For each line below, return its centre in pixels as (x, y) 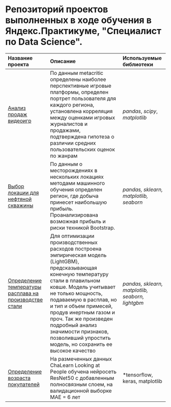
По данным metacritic (77, 73)
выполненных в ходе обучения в (78, 20)
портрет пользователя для (83, 98)
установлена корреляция (81, 111)
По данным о (66, 164)
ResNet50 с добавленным (82, 378)
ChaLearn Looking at (75, 365)
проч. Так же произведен (81, 318)
